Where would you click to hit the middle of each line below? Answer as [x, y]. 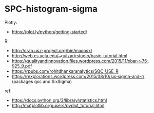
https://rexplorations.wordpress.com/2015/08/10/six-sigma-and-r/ [78, 76]
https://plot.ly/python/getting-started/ [49, 32]
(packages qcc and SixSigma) [42, 81]
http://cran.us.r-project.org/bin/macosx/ [52, 50]
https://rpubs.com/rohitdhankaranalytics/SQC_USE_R [65, 71]
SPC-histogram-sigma [51, 9]
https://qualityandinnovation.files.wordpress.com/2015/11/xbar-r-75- [80, 61]
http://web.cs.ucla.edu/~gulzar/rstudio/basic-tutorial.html [69, 56]
